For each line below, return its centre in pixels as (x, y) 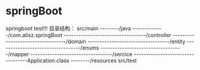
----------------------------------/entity (136, 41)
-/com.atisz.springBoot (34, 35)
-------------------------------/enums (52, 48)
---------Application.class (37, 60)
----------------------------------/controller (118, 35)
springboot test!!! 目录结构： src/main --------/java (68, 28)
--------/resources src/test (104, 60)
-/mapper (17, 54)
